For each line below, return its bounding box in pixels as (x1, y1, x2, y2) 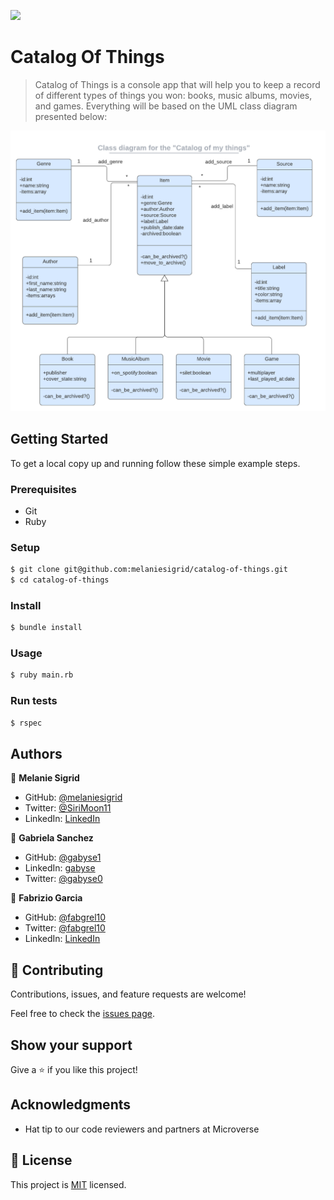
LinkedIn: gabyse (24, 862, 96, 874)
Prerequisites (10, 482, 77, 496)
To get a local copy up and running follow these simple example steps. (10, 457, 301, 469)
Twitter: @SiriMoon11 (24, 802, 112, 814)
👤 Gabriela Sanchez (10, 832, 94, 844)
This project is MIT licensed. (10, 1178, 127, 1190)
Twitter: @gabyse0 (24, 873, 103, 885)
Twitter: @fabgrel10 (24, 922, 106, 934)
